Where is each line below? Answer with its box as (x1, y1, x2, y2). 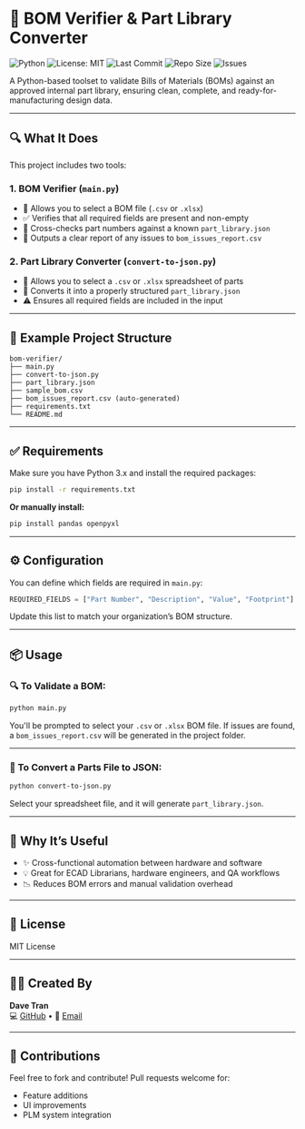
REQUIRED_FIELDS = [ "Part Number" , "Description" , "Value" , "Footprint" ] (9, 595, 295, 604)
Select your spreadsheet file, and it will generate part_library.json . (9, 798, 264, 809)
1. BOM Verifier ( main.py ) (9, 182, 120, 195)
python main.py (9, 704, 67, 713)
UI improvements (22, 1100, 87, 1111)
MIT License (9, 941, 56, 951)
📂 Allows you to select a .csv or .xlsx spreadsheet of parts (22, 276, 244, 287)
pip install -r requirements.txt (9, 484, 136, 494)
